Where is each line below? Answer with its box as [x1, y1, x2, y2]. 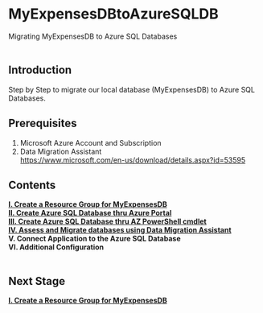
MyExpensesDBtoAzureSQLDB [8, 5, 219, 23]
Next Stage [8, 274, 66, 288]
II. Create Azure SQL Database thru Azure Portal [8, 208, 172, 218]
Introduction [8, 64, 72, 77]
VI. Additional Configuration [8, 242, 105, 252]
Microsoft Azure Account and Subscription [19, 138, 162, 147]
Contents [8, 178, 56, 192]
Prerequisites [8, 117, 77, 130]
